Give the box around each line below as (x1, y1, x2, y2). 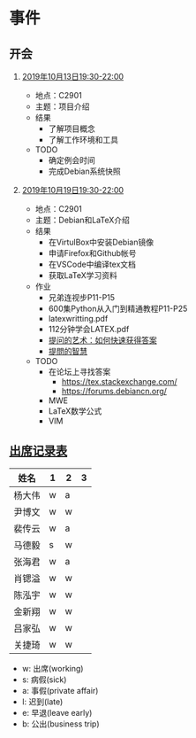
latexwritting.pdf (48, 314, 109, 323)
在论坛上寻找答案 (48, 367, 111, 377)
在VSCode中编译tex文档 (48, 259, 137, 269)
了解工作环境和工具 (48, 135, 119, 144)
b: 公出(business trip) (21, 719, 100, 729)
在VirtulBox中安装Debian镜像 (48, 237, 155, 247)
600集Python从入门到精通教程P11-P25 (48, 303, 188, 314)
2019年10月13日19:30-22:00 (21, 72, 124, 82)
